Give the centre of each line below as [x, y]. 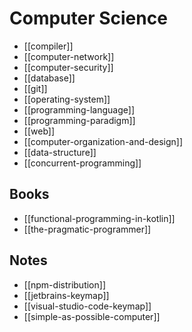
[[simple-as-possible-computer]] [92, 316]
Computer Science [88, 18]
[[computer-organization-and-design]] [103, 141]
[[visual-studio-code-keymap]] [87, 306]
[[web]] [39, 131]
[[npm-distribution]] [64, 284]
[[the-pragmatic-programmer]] [87, 229]
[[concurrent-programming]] [82, 163]
